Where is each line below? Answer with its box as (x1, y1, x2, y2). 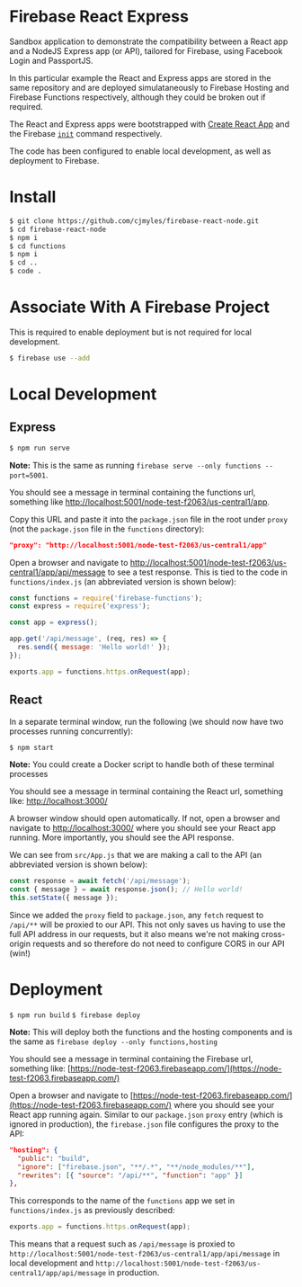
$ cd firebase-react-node (9, 225, 106, 234)
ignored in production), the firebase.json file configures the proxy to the (9, 1118, 280, 1130)
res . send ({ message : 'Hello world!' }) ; (17, 643, 171, 652)
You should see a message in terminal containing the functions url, (9, 487, 256, 497)
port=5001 (9, 470, 47, 480)
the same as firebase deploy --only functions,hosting (9, 1036, 218, 1047)
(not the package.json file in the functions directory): (9, 523, 205, 534)
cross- (261, 929, 286, 939)
